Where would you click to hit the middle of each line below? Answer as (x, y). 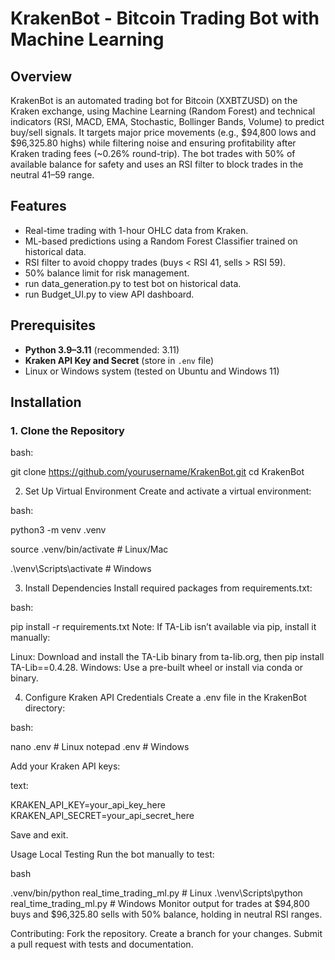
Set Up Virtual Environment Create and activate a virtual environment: (168, 491)
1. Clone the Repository (67, 430)
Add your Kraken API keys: (65, 766)
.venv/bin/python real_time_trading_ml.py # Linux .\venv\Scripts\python (156, 893)
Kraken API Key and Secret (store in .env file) (119, 360)
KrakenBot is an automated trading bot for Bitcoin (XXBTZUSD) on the (154, 100)
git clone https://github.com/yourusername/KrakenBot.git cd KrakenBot (157, 472)
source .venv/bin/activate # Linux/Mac (89, 549)
